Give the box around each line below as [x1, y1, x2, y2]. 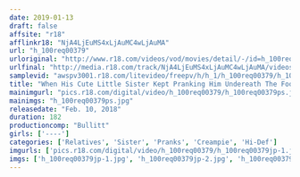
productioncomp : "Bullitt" [9, 122, 110, 131]
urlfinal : [9, 63, 46, 72]
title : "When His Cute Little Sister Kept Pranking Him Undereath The [9, 80, 278, 88]
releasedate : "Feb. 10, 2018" [9, 105, 122, 114]
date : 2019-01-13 [9, 13, 74, 22]
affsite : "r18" [9, 29, 66, 38]
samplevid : [9, 72, 50, 80]
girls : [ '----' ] [9, 130, 70, 139]
